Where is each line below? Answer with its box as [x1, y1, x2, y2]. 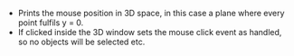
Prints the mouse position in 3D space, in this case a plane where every [17, 8, 285, 18]
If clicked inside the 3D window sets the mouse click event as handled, [17, 27, 282, 37]
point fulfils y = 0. [17, 17, 84, 28]
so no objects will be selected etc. [17, 36, 146, 47]
